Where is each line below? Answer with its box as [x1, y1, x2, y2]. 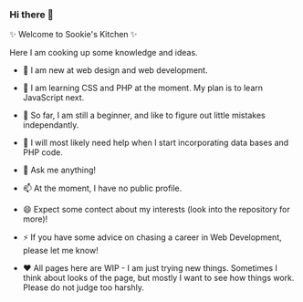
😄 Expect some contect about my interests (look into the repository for [22, 204, 290, 215]
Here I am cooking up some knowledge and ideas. [9, 47, 198, 58]
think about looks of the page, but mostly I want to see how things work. [22, 273, 295, 284]
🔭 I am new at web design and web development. [22, 65, 208, 76]
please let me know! [22, 245, 99, 256]
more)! [22, 213, 48, 224]
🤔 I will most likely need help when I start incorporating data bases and [22, 137, 289, 149]
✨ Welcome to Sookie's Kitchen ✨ [9, 29, 138, 40]
